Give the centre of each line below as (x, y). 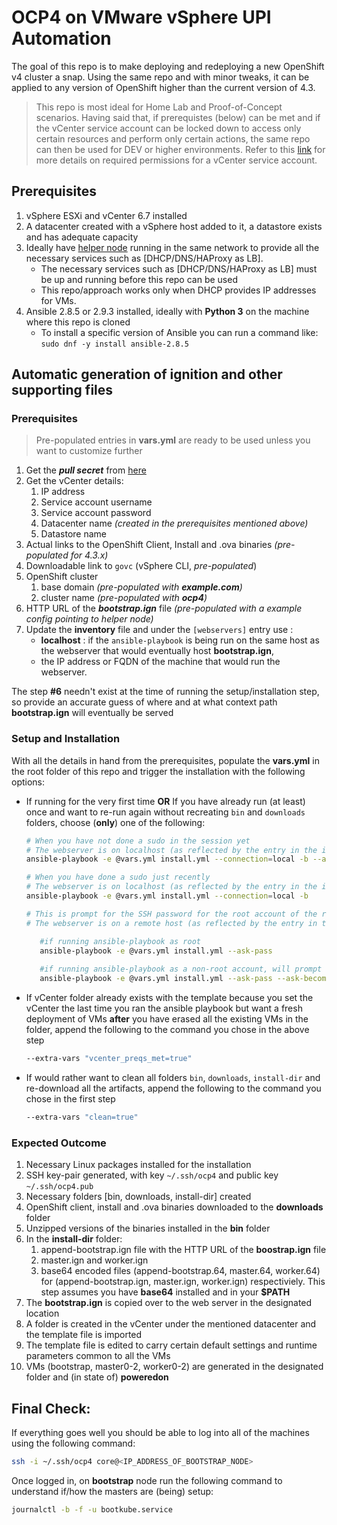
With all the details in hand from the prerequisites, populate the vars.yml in (165, 760)
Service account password (96, 513)
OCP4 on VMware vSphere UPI (141, 17)
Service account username (96, 502)
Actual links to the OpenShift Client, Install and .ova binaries (149, 545)
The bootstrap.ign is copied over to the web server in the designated (169, 1303)
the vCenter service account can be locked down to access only (168, 128)
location (42, 1313)
